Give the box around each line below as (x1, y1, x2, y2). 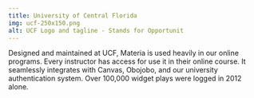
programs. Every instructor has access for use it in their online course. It (8, 57, 246, 66)
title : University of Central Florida (8, 11, 137, 20)
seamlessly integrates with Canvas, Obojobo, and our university (8, 65, 218, 75)
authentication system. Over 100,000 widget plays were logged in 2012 (8, 73, 242, 84)
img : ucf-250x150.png (8, 19, 81, 27)
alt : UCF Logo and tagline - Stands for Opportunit (8, 26, 184, 34)
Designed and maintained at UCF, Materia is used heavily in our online (8, 49, 240, 58)
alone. (8, 82, 30, 92)
